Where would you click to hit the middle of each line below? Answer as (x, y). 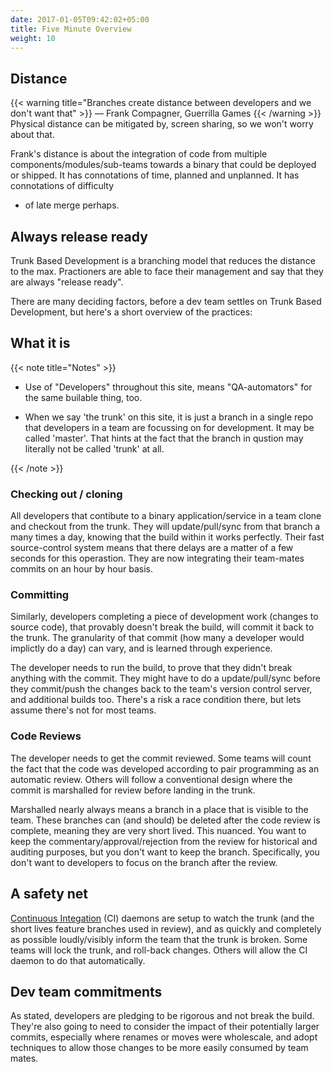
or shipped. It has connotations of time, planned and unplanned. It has (155, 175)
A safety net (49, 894)
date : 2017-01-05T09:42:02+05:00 (80, 19)
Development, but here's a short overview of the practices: (131, 312)
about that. (32, 135)
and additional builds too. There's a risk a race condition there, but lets (156, 700)
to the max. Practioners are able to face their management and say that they (167, 271)
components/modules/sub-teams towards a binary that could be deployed (163, 165)
